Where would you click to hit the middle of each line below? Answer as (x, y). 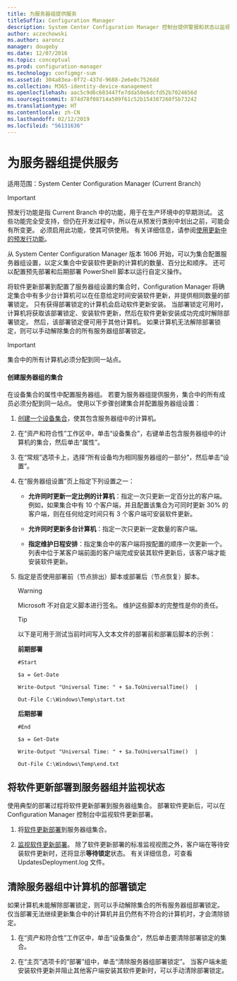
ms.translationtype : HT (42, 106)
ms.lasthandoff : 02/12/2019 (49, 119)
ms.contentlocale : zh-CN (44, 112)
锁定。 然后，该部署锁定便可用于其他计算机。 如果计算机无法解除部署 (114, 322)
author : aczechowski (38, 34)
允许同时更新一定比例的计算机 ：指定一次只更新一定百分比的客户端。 (127, 496)
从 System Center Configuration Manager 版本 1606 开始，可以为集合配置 (114, 254)
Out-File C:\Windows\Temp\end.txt (68, 764)
